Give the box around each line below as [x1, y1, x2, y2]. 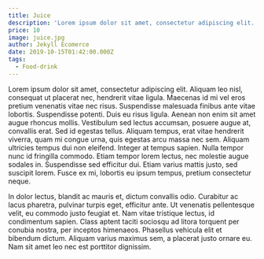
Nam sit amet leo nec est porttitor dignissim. [8, 242, 152, 251]
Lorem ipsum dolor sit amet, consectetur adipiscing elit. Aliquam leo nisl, [8, 84, 244, 94]
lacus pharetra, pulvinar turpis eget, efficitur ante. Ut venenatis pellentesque [8, 200, 255, 209]
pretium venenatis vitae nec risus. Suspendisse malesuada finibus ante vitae [8, 101, 256, 110]
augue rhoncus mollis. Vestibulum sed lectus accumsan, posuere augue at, [8, 117, 251, 127]
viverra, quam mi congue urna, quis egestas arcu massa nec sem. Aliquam [8, 135, 250, 144]
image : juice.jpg [8, 33, 65, 42]
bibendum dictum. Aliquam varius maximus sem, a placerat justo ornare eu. [8, 233, 253, 242]
